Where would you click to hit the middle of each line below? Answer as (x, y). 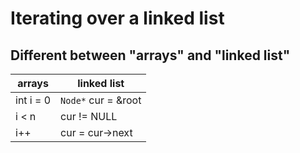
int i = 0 (33, 100)
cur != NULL (89, 116)
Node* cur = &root (101, 100)
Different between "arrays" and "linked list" (150, 55)
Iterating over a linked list (117, 18)
